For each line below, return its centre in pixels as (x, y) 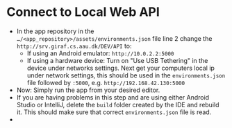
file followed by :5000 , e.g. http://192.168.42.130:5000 (106, 82)
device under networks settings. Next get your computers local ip (121, 68)
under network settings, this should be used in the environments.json (126, 75)
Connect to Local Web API (83, 12)
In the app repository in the (55, 31)
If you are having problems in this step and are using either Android (113, 97)
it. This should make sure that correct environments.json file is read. (114, 112)
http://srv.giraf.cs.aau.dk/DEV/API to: (74, 46)
